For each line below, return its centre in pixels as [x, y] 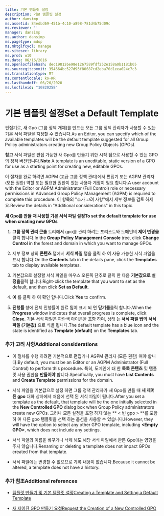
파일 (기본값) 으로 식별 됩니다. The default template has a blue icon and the [85, 325]
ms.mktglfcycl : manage [28, 46]
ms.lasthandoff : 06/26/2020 [34, 83]
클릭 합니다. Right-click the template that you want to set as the [83, 281]
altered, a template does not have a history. [56, 467]
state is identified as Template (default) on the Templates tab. [75, 331]
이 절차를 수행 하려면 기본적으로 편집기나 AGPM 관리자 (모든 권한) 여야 [79, 356]
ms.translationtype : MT [29, 74]
